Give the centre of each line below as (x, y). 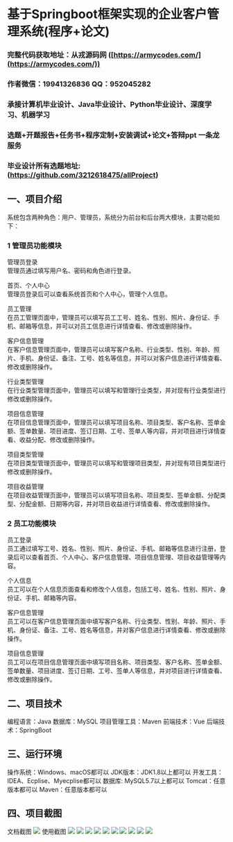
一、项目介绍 (35, 199)
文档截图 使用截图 (37, 831)
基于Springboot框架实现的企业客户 (107, 14)
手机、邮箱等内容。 (53, 598)
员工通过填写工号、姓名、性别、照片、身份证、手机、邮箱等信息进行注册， (113, 549)
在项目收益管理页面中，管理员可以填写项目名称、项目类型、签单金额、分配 (113, 495)
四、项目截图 (35, 813)
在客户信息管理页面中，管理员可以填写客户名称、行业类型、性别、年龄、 (110, 349)
